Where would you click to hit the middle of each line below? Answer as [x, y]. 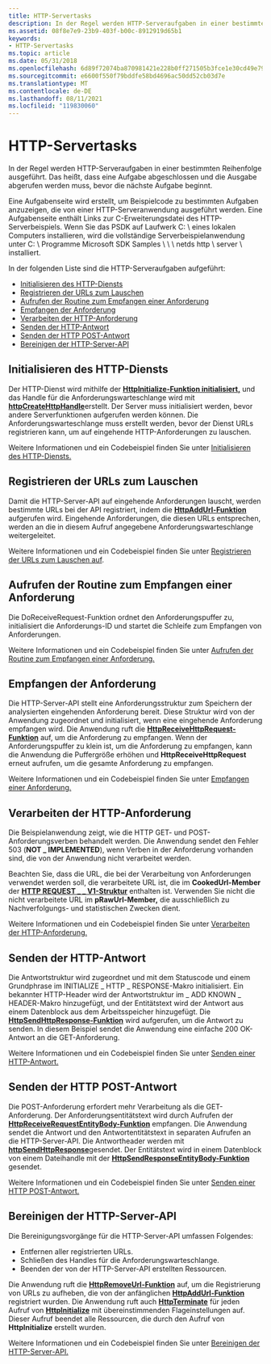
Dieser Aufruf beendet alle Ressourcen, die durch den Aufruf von [117, 1319]
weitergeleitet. [32, 535]
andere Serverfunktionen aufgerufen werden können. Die [104, 415]
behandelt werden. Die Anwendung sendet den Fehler [169, 841]
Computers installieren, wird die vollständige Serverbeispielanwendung [127, 236]
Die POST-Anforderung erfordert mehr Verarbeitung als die [106, 1106]
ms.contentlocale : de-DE [50, 91]
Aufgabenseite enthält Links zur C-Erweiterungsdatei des [104, 218]
